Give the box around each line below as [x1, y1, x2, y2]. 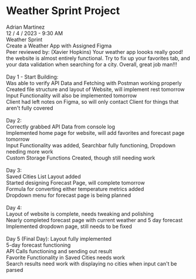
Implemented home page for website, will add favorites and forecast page [6, 129, 185, 136]
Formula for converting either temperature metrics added [6, 185, 144, 192]
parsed [6, 266, 23, 273]
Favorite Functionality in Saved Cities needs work [6, 254, 126, 261]
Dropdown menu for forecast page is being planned [6, 192, 131, 199]
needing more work [6, 148, 53, 155]
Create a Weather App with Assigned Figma [6, 42, 112, 49]
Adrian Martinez [6, 23, 45, 30]
